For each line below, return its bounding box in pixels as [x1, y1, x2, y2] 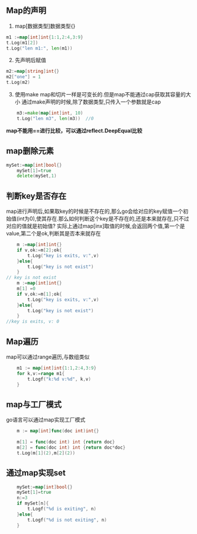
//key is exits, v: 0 [6, 319, 60, 325]
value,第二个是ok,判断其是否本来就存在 [6, 230, 101, 237]
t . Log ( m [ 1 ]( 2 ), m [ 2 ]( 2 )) [17, 450, 76, 456]
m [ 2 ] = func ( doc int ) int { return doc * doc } [17, 444, 126, 451]
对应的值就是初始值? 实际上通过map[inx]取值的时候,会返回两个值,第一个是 [6, 222, 185, 229]
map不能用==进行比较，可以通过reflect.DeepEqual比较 [6, 127, 143, 134]
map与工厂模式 [6, 399, 62, 409]
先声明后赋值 [14, 57, 46, 64]
